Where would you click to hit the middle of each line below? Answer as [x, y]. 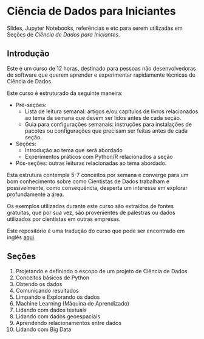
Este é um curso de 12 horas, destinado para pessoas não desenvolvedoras [101, 68]
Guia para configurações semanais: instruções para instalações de [108, 124]
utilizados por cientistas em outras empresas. [64, 219]
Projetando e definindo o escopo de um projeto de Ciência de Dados [101, 271]
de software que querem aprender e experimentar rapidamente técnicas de [101, 75]
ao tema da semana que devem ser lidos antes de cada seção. [103, 117]
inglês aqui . [21, 237]
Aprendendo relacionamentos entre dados [69, 323]
